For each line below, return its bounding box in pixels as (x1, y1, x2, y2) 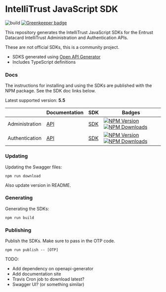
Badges (122, 109, 140, 116)
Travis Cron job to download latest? (12, 276, 85, 282)
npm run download (5, 173, 41, 178)
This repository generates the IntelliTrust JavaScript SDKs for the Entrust (5, 29, 153, 35)
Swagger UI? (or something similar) (12, 282, 84, 288)
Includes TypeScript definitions (12, 59, 76, 65)
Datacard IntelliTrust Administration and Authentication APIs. (5, 35, 128, 41)
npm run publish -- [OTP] (5, 248, 58, 252)
